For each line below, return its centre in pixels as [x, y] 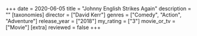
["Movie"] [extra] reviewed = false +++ [53, 27]
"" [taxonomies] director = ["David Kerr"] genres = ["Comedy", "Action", [94, 15]
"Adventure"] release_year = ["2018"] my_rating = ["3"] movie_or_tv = [91, 21]
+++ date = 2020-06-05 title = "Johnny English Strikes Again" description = [98, 9]
